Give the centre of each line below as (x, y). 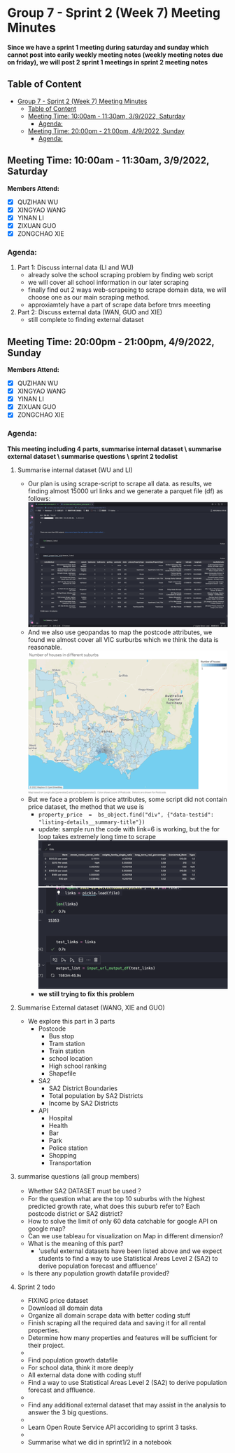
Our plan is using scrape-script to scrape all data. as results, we (120, 483)
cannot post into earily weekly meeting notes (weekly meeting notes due (115, 55)
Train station (67, 1051)
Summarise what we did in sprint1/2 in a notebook (100, 1442)
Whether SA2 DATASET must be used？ (85, 1191)
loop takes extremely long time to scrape (97, 836)
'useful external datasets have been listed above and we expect (130, 1251)
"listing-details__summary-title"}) (92, 822)
